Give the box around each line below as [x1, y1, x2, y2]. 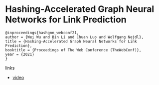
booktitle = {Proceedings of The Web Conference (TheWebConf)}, [5, 47, 142, 52]
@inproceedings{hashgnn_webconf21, [5, 30, 79, 35]
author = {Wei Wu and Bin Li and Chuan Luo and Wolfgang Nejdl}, [5, 35, 144, 40]
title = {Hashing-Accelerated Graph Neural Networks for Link [5, 39, 137, 44]
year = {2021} [5, 52, 35, 57]
